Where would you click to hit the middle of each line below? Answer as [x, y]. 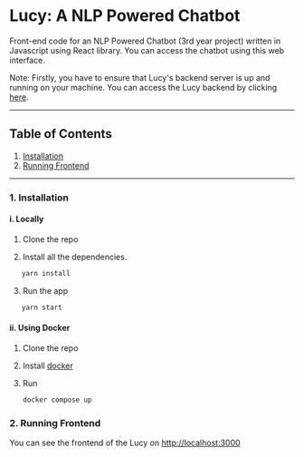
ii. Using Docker [40, 328]
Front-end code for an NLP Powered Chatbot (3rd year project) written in [145, 41]
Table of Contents [61, 134]
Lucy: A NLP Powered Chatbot [125, 16]
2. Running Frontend [55, 423]
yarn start [42, 307]
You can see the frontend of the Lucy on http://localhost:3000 [125, 442]
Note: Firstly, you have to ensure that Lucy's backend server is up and [140, 77]
